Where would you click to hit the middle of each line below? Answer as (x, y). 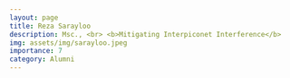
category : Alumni (42, 59)
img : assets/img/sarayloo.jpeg (68, 43)
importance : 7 (36, 51)
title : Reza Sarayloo (50, 26)
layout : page (34, 17)
